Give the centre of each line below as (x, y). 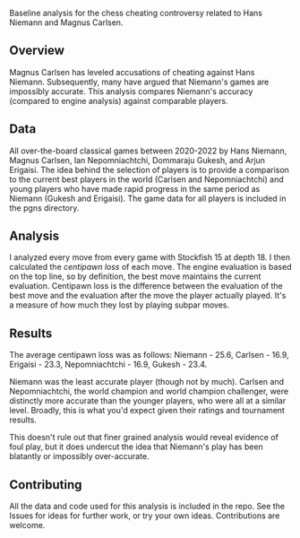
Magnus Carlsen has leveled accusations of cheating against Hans (132, 72)
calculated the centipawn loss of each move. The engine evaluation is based (150, 267)
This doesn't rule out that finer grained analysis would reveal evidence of (144, 438)
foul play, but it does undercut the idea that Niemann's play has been (137, 447)
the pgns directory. (44, 208)
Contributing (46, 485)
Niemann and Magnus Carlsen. (66, 22)
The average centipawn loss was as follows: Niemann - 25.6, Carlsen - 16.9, (149, 355)
